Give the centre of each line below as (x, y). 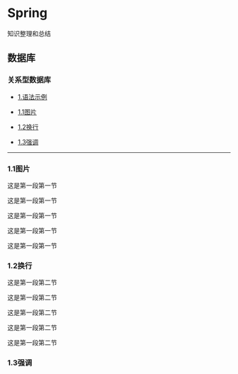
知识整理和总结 (29, 33)
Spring (28, 13)
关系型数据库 (29, 80)
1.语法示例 (32, 96)
